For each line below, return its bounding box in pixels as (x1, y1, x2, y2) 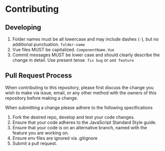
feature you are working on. (12, 130, 69, 136)
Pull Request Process (5, 72, 72, 80)
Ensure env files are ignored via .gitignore (12, 135, 98, 141)
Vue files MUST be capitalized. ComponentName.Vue (12, 47, 115, 52)
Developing (5, 23, 41, 32)
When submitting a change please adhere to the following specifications (5, 105, 153, 111)
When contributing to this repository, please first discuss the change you (5, 84, 154, 90)
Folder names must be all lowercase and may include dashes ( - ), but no (12, 36, 159, 42)
